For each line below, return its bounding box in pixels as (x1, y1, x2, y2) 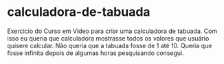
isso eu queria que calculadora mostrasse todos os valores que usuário (7, 34, 210, 42)
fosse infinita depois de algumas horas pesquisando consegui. (7, 49, 184, 57)
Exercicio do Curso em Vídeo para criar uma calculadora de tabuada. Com (7, 27, 218, 35)
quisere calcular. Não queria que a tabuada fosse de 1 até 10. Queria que (7, 41, 212, 50)
